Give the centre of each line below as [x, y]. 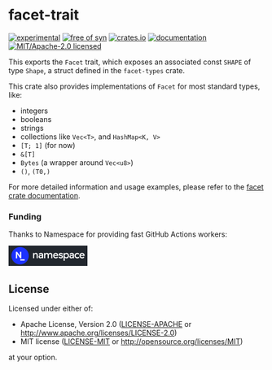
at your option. [33, 357]
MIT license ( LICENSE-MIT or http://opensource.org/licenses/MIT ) [132, 342]
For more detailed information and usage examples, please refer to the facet [136, 187]
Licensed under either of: [51, 309]
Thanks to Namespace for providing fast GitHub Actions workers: [118, 234]
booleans [36, 119]
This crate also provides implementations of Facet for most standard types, [134, 86]
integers [34, 111]
